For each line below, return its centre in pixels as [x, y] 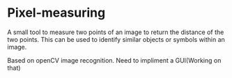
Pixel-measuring [56, 13]
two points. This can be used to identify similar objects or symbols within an [116, 39]
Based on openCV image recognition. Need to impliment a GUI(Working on [114, 60]
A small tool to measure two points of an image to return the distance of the [116, 32]
